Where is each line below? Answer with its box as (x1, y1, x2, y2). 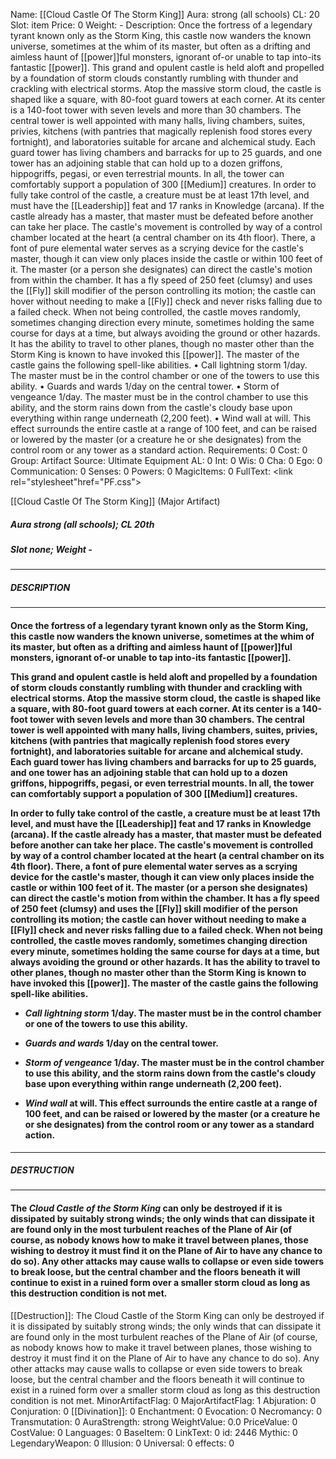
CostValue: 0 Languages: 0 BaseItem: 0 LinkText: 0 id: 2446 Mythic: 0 (10, 1426, 298, 1438)
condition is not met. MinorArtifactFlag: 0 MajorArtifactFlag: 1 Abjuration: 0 (10, 1394, 317, 1406)
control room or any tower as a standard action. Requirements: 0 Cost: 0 (10, 444, 308, 456)
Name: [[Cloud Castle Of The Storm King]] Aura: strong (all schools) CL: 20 (10, 9, 320, 20)
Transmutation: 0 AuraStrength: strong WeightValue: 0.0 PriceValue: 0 (10, 1415, 298, 1428)
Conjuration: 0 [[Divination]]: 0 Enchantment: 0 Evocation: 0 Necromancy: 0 (10, 1405, 323, 1417)
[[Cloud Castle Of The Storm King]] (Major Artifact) (10, 495, 221, 507)
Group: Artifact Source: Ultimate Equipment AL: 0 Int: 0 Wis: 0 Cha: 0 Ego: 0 (10, 455, 323, 466)
